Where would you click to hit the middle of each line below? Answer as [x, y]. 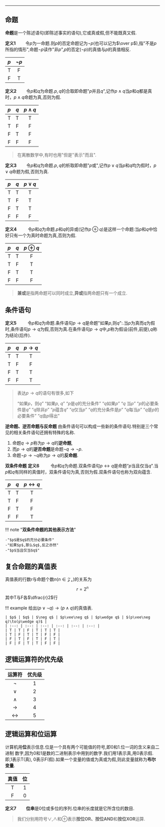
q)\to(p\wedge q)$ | [26, 621]
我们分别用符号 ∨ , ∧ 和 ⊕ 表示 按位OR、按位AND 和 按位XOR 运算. [81, 819]
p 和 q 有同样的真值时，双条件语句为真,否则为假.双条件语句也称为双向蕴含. [79, 472]
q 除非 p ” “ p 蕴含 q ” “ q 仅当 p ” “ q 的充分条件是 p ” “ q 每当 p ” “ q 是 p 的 [96, 410]
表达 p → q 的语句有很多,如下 [45, 393]
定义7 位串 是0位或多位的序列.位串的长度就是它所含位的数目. [70, 808]
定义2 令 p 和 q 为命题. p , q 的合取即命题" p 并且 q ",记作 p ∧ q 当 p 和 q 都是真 [79, 91]
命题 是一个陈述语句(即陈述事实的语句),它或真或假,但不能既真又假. [71, 33]
